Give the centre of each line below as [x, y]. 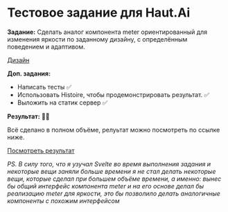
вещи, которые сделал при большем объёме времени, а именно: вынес [114, 179]
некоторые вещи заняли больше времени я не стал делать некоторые [112, 171]
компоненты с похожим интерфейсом [63, 201]
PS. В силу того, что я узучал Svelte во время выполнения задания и [109, 164]
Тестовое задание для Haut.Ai [99, 13]
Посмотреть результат [41, 150]
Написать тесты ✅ [44, 87]
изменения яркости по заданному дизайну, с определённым [97, 39]
